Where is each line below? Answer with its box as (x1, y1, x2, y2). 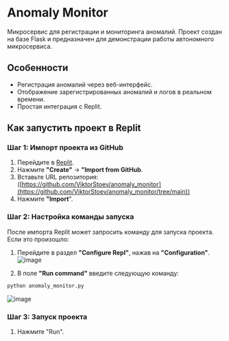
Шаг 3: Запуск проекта (7, 311, 88, 321)
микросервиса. (7, 42, 53, 50)
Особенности (7, 62, 69, 74)
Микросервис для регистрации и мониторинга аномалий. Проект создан (7, 27, 223, 36)
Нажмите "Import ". (16, 195, 73, 203)
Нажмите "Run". (16, 327, 64, 335)
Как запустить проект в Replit (7, 122, 141, 134)
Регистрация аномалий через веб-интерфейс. (16, 80, 153, 89)
